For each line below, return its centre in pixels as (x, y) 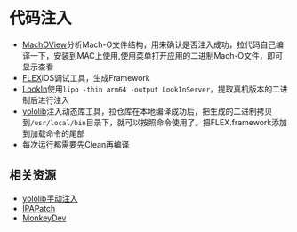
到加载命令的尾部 (53, 133)
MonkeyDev (44, 218)
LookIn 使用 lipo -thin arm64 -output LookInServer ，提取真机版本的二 (151, 89)
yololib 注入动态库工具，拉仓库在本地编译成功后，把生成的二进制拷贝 (147, 111)
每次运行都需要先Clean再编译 (76, 144)
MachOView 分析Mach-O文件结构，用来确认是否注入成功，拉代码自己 (149, 44)
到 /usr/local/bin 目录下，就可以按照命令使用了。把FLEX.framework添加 (154, 122)
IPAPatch (39, 208)
